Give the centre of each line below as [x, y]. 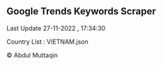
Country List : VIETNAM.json [47, 42]
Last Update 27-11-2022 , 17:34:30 [56, 28]
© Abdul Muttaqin [32, 55]
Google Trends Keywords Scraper [81, 11]
